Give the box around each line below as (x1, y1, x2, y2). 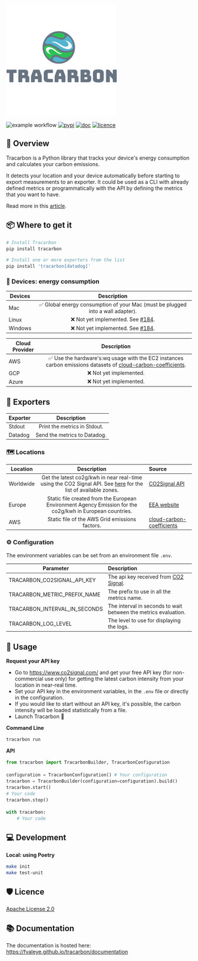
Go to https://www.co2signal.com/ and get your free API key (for (14, 669, 172, 676)
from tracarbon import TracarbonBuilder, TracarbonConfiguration (6, 759, 170, 765)
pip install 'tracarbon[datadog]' (6, 264, 91, 270)
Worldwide (8, 480, 35, 488)
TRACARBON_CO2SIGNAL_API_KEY (8, 576, 96, 583)
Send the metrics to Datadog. (35, 431, 107, 439)
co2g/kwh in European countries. (51, 507, 133, 514)
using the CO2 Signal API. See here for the (40, 480, 143, 488)
